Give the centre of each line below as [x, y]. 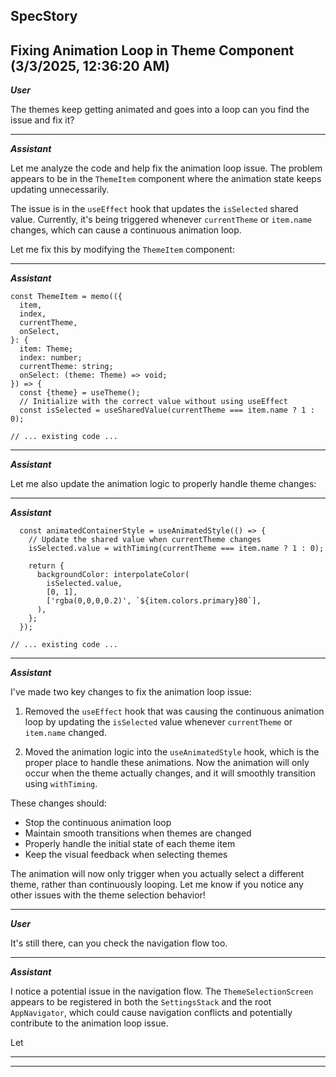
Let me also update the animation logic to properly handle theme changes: [163, 484]
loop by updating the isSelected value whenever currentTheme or [158, 722]
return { [46, 566]
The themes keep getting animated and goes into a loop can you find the [160, 110]
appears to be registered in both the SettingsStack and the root [141, 1002]
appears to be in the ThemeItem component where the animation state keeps [166, 179]
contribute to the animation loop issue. [89, 1023]
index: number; [51, 358]
